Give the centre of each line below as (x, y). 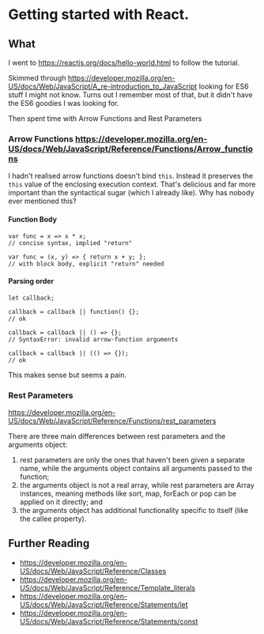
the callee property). (53, 519)
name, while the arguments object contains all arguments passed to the (136, 468)
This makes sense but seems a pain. (68, 375)
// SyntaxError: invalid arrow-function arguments (93, 339)
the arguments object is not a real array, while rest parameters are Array (137, 485)
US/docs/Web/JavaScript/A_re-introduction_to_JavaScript (103, 86)
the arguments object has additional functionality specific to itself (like (134, 510)
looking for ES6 (224, 86)
